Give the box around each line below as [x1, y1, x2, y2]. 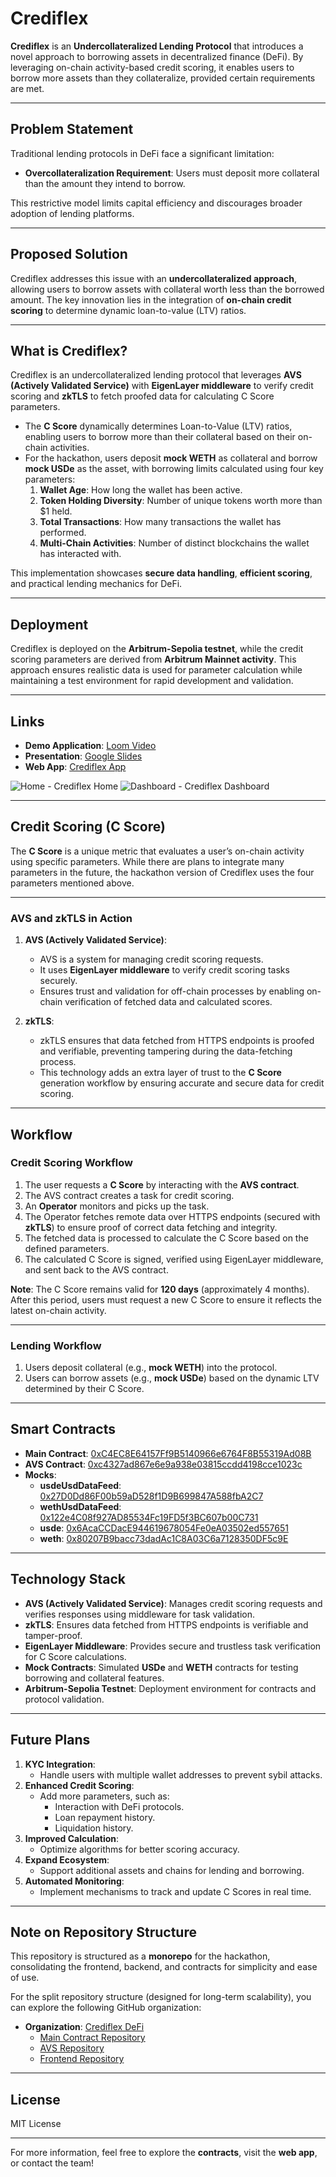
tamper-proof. [24, 1629, 83, 1641]
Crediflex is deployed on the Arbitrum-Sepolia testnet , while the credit [10, 643, 304, 655]
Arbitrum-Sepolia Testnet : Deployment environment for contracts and [24, 1682, 317, 1694]
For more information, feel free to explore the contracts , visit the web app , [10, 2147, 318, 2159]
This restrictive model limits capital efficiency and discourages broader [10, 197, 303, 209]
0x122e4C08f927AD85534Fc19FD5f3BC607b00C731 [39, 1511, 259, 1523]
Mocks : [24, 1468, 57, 1481]
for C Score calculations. [24, 1650, 127, 1662]
